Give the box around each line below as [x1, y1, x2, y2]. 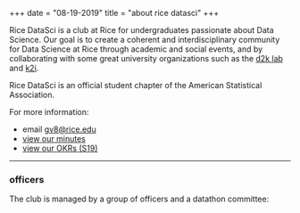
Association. [9, 89, 55, 100]
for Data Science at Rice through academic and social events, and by [9, 44, 263, 54]
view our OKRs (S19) [21, 143, 98, 153]
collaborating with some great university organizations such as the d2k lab [9, 53, 284, 63]
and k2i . [9, 62, 39, 73]
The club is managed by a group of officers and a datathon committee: [9, 193, 270, 204]
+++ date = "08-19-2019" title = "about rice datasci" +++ [9, 8, 220, 18]
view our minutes [21, 134, 87, 143]
